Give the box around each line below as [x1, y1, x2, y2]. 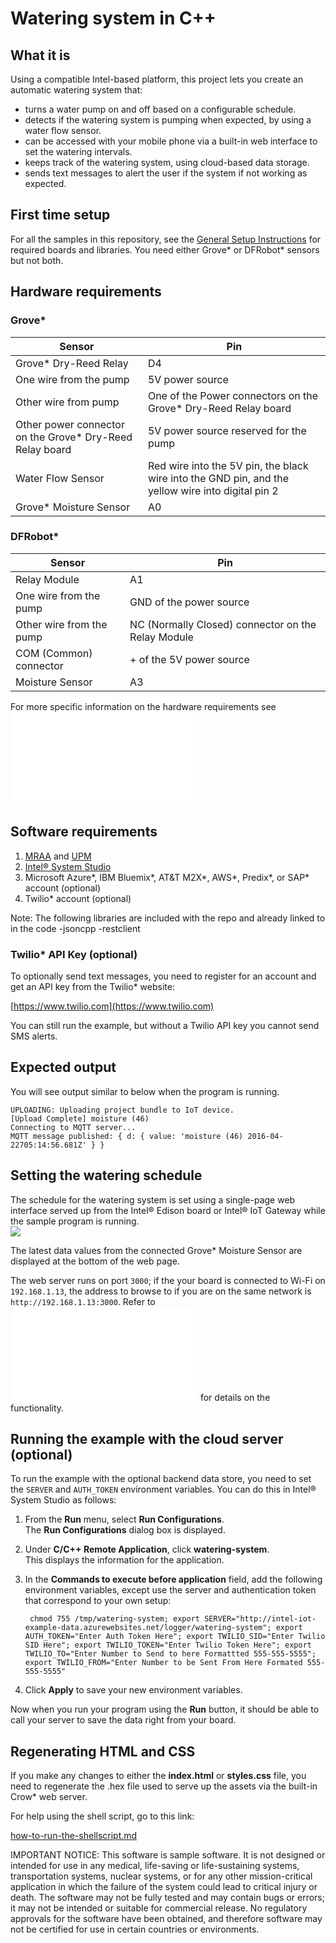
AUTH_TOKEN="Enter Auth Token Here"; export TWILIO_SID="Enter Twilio [24, 1632, 326, 1642]
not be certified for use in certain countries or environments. [10, 1923, 260, 1936]
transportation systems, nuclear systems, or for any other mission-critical [10, 1870, 313, 1882]
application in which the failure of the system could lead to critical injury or [10, 1881, 318, 1893]
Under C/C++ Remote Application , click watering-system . [24, 1543, 270, 1556]
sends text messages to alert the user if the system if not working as [24, 167, 308, 179]
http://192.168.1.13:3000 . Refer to [10, 1295, 156, 1307]
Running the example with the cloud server [10, 1430, 284, 1447]
